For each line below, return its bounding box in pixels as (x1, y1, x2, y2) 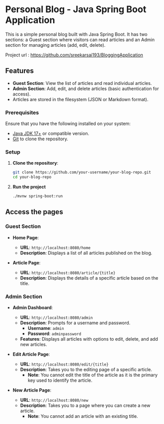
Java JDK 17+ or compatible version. (12, 131, 90, 137)
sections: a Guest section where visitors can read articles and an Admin (5, 37, 155, 43)
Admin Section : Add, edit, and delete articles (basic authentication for (12, 85, 159, 92)
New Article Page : (12, 387, 52, 393)
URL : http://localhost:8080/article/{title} (20, 269, 115, 276)
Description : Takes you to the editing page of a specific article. (20, 366, 152, 372)
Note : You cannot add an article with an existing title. (27, 413, 138, 419)
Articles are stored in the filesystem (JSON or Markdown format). (12, 96, 148, 102)
